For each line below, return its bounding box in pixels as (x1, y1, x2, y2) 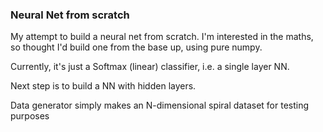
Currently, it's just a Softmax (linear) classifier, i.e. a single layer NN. (10, 61, 290, 73)
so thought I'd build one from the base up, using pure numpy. (10, 41, 263, 53)
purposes (10, 110, 50, 122)
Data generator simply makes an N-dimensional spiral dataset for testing (10, 99, 310, 112)
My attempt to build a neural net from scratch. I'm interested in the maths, (10, 31, 314, 43)
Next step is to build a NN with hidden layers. (10, 80, 197, 92)
